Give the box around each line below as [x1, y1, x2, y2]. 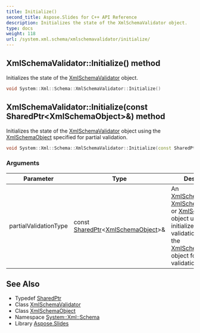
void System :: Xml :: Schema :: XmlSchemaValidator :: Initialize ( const [6, 145, 171, 151]
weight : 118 [6, 31, 36, 37]
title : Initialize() [6, 8, 58, 15]
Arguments [6, 159, 40, 167]
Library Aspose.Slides [14, 320, 69, 327]
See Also [6, 279, 40, 289]
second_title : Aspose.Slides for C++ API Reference [6, 14, 137, 20]
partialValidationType [9, 221, 68, 230]
